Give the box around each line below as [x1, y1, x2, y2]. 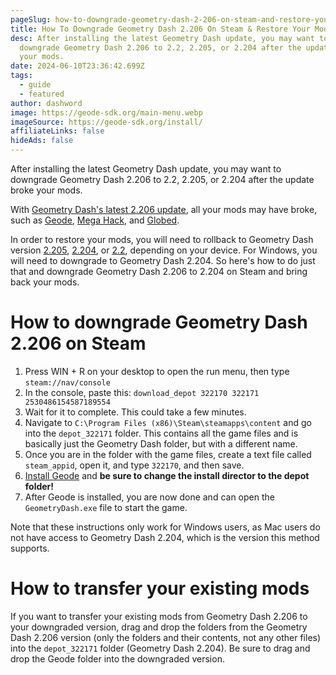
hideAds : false [10, 136, 74, 146]
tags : [10, 71, 33, 81]
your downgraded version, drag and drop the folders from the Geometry [10, 621, 308, 633]
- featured [19, 89, 65, 99]
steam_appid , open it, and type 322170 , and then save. [24, 459, 245, 471]
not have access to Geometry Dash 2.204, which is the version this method [10, 531, 320, 543]
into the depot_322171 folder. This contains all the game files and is [24, 427, 299, 439]
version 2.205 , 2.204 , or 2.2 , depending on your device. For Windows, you [10, 244, 318, 256]
